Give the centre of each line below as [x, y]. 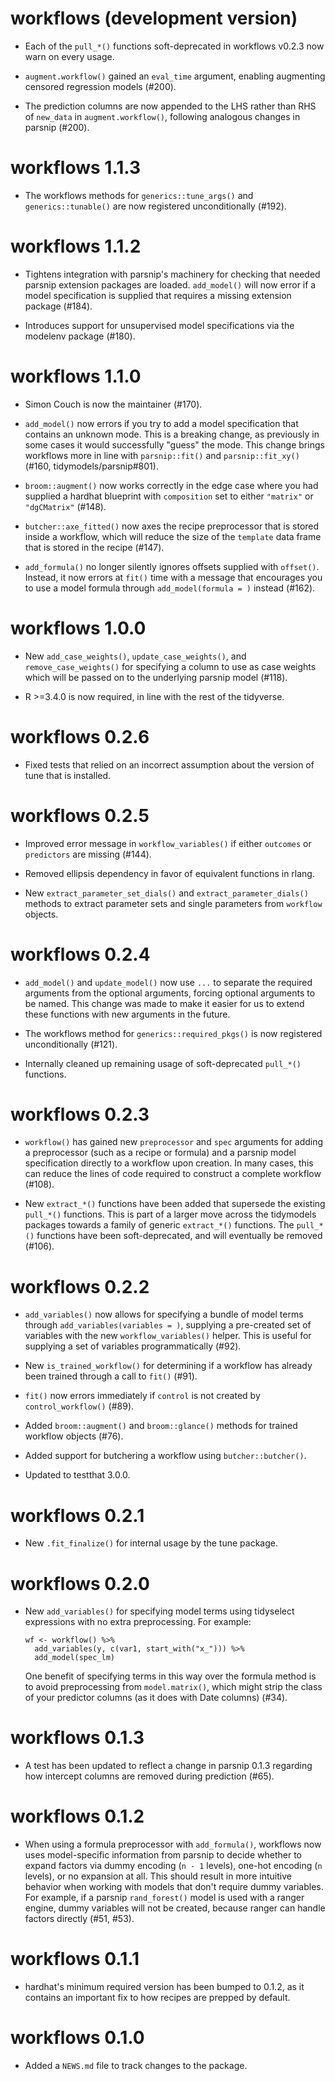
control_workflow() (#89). [79, 1406]
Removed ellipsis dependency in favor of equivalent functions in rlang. [169, 873]
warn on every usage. [69, 56]
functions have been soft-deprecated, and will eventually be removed [179, 1236]
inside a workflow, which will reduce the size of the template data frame [173, 536]
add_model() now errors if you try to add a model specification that [161, 423]
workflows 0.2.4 [80, 954]
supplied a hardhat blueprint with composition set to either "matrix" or [169, 496]
